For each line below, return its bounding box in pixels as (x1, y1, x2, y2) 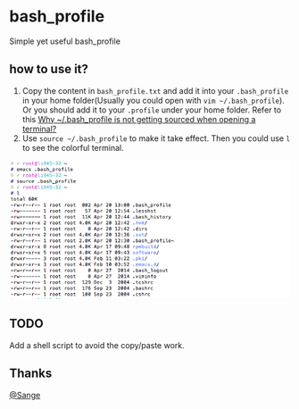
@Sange (9, 389, 41, 400)
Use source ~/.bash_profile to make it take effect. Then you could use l (21, 132, 291, 144)
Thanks (9, 366, 53, 381)
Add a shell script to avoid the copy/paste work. (9, 339, 185, 350)
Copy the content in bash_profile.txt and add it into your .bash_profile (21, 85, 289, 96)
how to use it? (9, 62, 89, 77)
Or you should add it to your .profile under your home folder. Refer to (21, 104, 282, 115)
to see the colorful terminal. (21, 142, 124, 153)
